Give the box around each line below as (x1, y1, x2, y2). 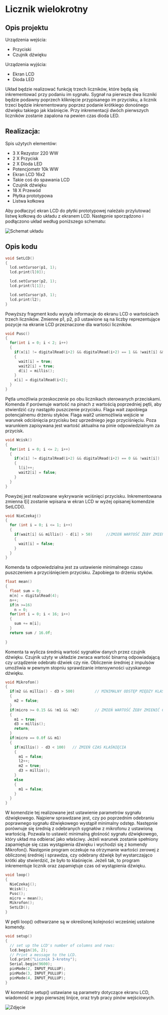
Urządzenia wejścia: (5, 37, 47, 43)
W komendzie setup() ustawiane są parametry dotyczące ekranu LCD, (5, 989, 150, 995)
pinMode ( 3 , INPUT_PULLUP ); (9, 971, 66, 976)
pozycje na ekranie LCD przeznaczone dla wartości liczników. (5, 321, 132, 327)
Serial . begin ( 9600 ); (9, 961, 52, 966)
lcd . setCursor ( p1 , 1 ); (9, 265, 57, 270)
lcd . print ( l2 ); (9, 297, 41, 302)
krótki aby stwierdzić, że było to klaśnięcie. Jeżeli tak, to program (5, 857, 140, 863)
